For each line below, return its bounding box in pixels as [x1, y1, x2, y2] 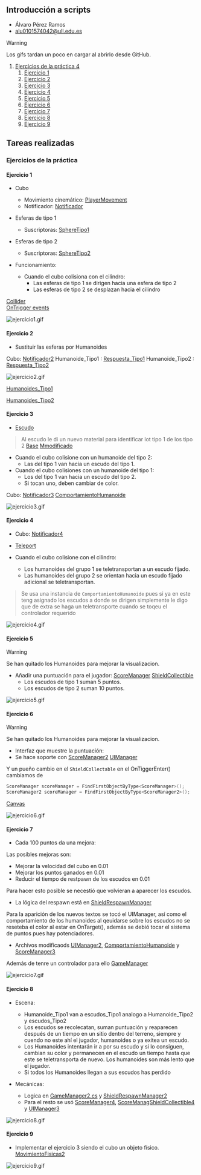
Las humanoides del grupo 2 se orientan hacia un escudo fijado [24, 571, 183, 579]
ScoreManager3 [14, 948, 56, 955]
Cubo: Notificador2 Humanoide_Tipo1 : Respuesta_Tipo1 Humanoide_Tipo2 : [6, 355, 194, 362]
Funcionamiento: [14, 262, 57, 269]
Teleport [14, 542, 36, 549]
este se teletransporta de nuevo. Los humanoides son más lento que [24, 1056, 195, 1063]
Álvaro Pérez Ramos [14, 21, 66, 28]
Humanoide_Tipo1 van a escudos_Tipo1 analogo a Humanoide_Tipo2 [24, 1010, 193, 1018]
